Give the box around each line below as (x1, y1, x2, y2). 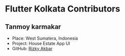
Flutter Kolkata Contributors (5, 3, 120, 14)
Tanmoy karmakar (5, 23, 62, 31)
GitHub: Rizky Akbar (12, 46, 53, 51)
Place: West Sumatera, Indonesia (12, 35, 78, 41)
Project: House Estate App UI (12, 41, 70, 46)
